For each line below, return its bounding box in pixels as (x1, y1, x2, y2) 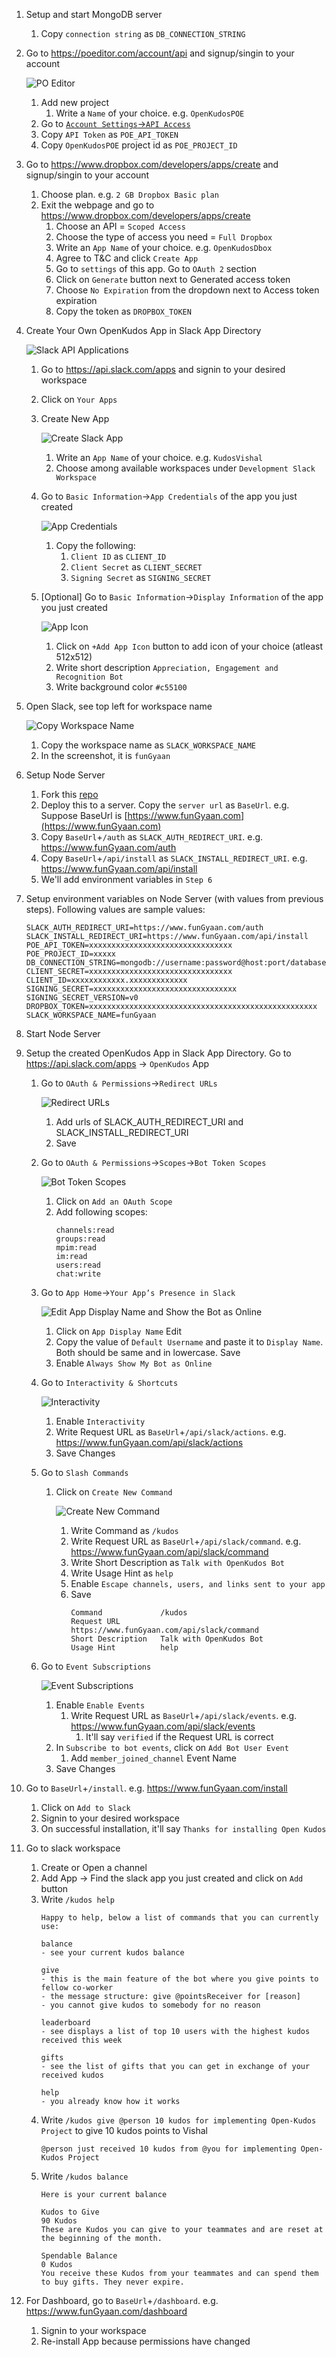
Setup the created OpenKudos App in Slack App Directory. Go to (25, 1047, 292, 1059)
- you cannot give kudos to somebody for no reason (40, 2000, 261, 2010)
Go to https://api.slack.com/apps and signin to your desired (40, 364, 286, 375)
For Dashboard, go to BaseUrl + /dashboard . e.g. (25, 2295, 219, 2306)
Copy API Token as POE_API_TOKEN (40, 129, 179, 140)
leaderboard (40, 2018, 91, 2028)
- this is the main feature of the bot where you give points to (40, 1974, 319, 1984)
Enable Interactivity (55, 1415, 146, 1427)
